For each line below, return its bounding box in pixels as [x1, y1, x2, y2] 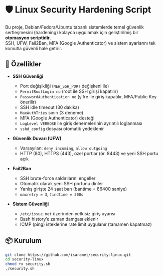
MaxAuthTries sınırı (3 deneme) [20, 109, 84, 115]
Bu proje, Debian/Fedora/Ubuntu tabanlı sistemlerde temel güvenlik [5, 24, 144, 30]
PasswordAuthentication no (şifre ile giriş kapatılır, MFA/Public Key [20, 93, 157, 99]
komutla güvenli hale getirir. [5, 45, 63, 51]
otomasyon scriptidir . [5, 35, 51, 41]
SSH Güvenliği [12, 73, 44, 79]
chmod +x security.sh [5, 261, 51, 266]
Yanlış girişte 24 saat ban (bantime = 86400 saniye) [20, 186, 127, 192]
